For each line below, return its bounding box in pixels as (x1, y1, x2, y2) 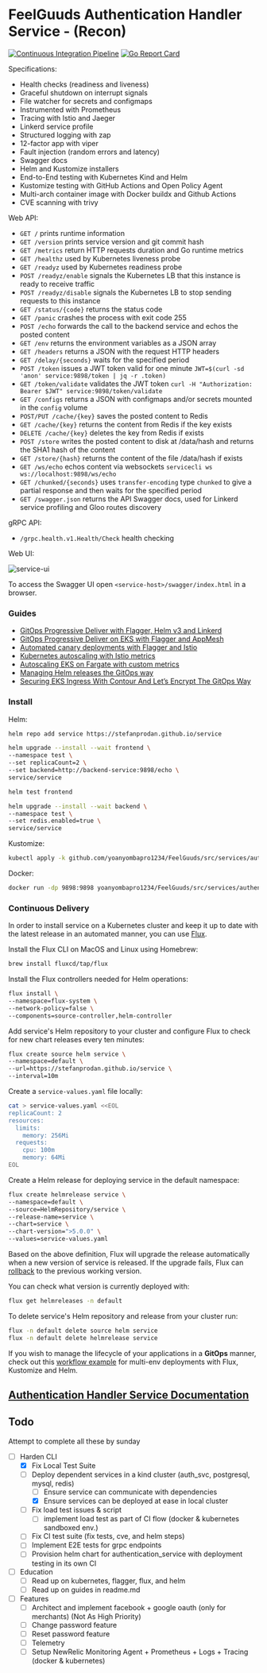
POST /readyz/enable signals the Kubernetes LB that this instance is (19, 270, 241, 280)
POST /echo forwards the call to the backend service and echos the (19, 321, 238, 330)
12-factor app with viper (19, 138, 99, 148)
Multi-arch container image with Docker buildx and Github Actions (19, 189, 237, 199)
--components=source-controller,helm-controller (8, 1011, 172, 1020)
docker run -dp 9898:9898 (8, 884, 94, 892)
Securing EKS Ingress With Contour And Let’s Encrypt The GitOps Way (19, 677, 252, 686)
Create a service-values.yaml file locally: (8, 1087, 143, 1096)
